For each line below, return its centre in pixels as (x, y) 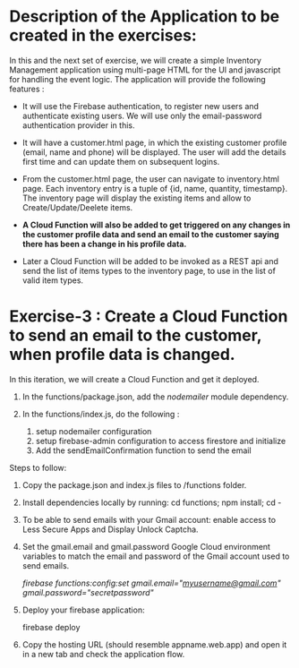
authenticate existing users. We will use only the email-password (142, 116)
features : (27, 89)
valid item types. (52, 280)
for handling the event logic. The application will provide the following (137, 79)
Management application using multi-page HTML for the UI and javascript (145, 70)
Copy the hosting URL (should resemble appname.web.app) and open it (154, 644)
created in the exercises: (103, 35)
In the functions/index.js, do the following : (101, 414)
